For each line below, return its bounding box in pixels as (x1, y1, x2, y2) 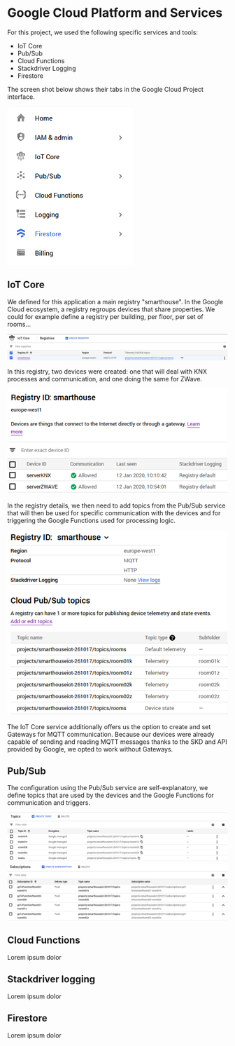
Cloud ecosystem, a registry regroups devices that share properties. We (7, 305, 215, 313)
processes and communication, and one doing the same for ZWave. (7, 374, 203, 383)
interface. (7, 93, 35, 101)
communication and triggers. (7, 799, 91, 807)
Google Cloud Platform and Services (7, 5, 223, 21)
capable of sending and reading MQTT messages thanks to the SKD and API (7, 738, 227, 746)
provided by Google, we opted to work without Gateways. (7, 745, 173, 753)
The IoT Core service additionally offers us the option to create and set (7, 722, 211, 731)
